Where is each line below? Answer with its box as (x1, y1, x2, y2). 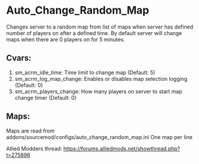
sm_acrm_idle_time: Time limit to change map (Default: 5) (14, 69, 156, 76)
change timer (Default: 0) (14, 94, 77, 101)
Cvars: (6, 53, 31, 63)
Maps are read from (6, 127, 55, 134)
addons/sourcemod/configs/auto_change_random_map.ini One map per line (6, 133, 193, 140)
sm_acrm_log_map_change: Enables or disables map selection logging (14, 75, 188, 82)
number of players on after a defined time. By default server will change (6, 29, 182, 36)
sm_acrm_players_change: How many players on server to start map (14, 87, 182, 95)
